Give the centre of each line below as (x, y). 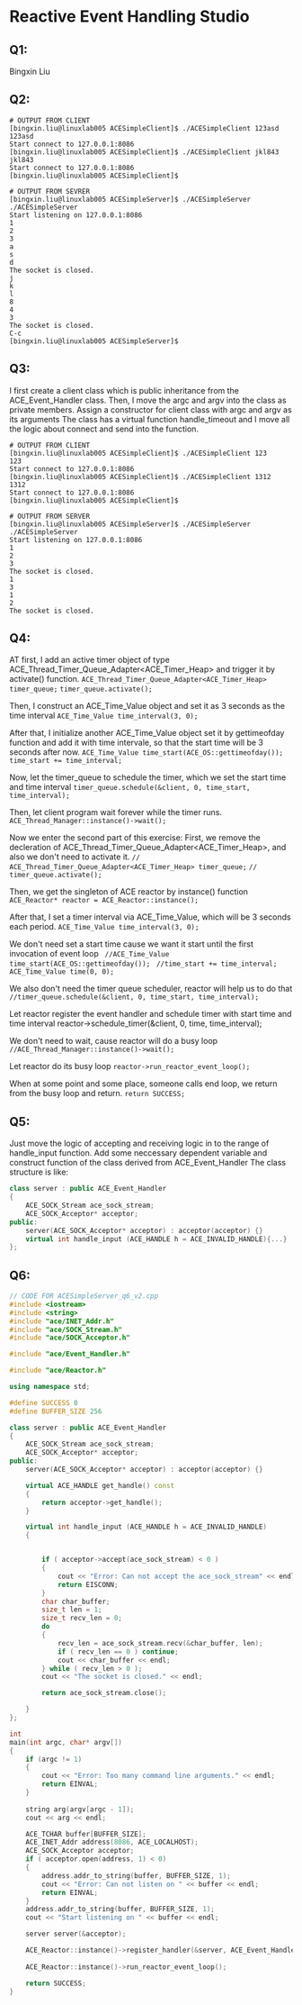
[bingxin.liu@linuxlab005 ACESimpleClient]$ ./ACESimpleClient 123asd (144, 128)
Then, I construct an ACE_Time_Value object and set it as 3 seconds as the (147, 706)
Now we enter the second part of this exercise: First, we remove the (135, 838)
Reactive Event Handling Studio (129, 17)
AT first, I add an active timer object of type (90, 660)
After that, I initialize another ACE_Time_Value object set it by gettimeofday (147, 733)
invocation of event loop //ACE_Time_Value (89, 954)
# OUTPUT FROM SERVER (50, 516)
